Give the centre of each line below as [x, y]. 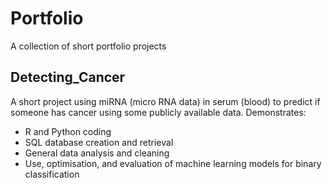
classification [52, 174]
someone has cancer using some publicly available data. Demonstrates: [158, 112]
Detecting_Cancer [68, 77]
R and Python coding [68, 131]
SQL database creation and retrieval [99, 142]
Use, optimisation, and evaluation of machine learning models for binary [173, 163]
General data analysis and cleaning [97, 153]
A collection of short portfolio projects [88, 46]
